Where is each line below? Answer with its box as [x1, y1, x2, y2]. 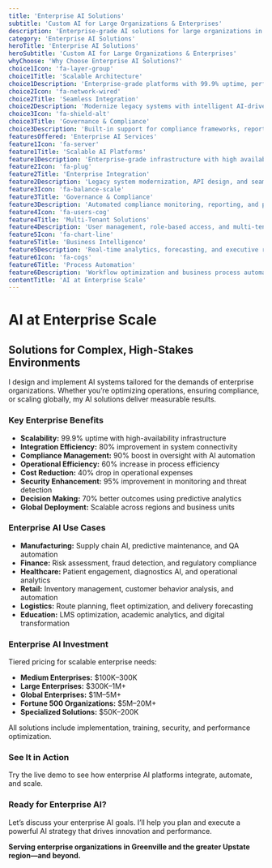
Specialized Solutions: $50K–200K [19, 707, 139, 717]
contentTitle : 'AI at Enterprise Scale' [8, 276, 147, 284]
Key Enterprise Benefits [8, 415, 104, 426]
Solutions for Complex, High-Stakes [8, 342, 194, 357]
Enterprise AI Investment [8, 638, 109, 650]
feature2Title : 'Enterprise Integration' [8, 170, 151, 178]
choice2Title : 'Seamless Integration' [8, 95, 139, 103]
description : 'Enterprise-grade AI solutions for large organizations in [8, 27, 263, 35]
